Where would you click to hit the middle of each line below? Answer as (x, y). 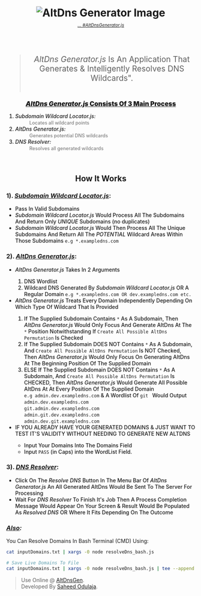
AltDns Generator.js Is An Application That (112, 59)
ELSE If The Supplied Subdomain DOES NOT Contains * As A (100, 370)
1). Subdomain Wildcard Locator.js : (59, 196)
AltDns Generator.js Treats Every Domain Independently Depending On (103, 300)
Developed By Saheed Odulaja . (59, 586)
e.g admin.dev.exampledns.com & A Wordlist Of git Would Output (105, 395)
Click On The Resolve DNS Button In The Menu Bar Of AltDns (91, 480)
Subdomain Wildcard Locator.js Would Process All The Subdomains (100, 215)
